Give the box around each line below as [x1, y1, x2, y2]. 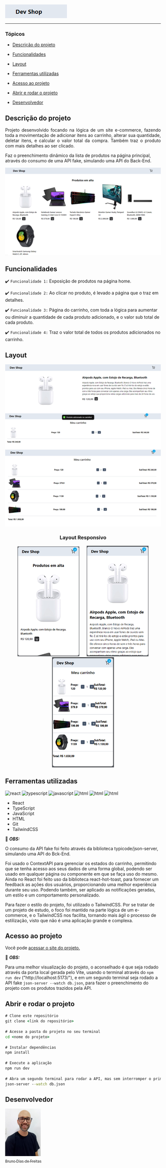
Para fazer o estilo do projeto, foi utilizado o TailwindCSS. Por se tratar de [5, 901, 155, 907]
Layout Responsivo [59, 534, 107, 541]
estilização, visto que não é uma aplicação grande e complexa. [5, 917, 133, 923]
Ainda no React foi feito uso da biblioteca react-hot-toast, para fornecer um [5, 876, 159, 882]
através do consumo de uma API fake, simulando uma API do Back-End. [5, 158, 152, 164]
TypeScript [12, 805, 35, 811]
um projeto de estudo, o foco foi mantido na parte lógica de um [5, 907, 134, 913]
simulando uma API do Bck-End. [5, 851, 71, 857]
